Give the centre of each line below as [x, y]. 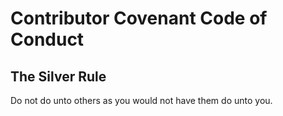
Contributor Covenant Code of [139, 18]
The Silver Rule [58, 76]
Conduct [47, 39]
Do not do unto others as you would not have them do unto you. [141, 100]
